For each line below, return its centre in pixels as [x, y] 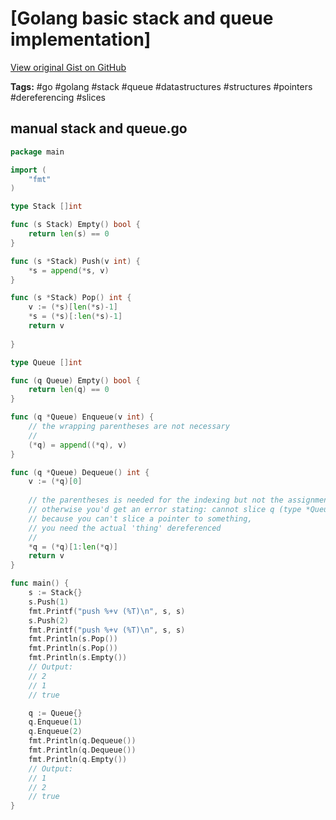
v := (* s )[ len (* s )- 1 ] [73, 307]
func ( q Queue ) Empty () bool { [75, 380]
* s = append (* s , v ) [69, 270]
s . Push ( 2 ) [49, 620]
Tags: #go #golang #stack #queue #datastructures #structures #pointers [161, 86]
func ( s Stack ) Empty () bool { [75, 225]
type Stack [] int [46, 207]
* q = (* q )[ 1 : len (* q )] [73, 547]
